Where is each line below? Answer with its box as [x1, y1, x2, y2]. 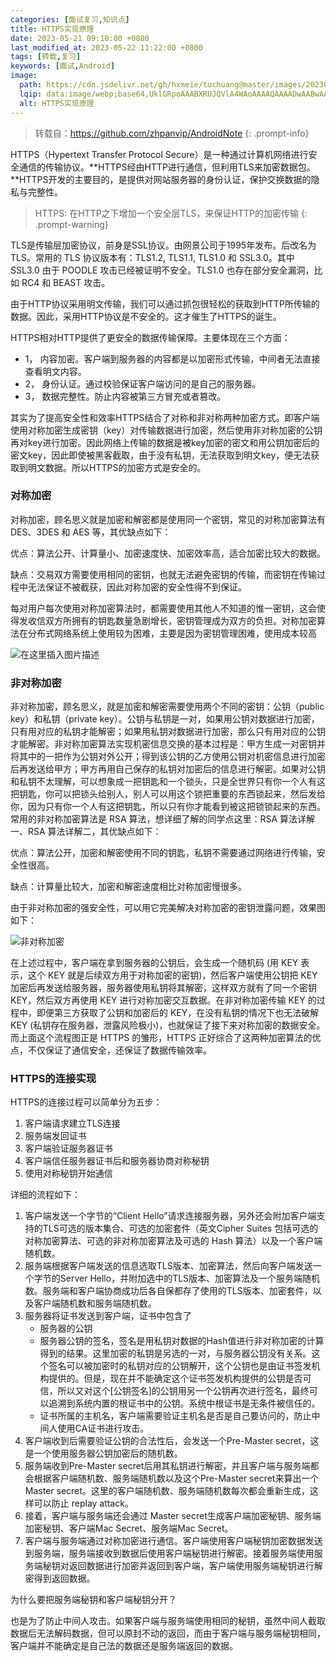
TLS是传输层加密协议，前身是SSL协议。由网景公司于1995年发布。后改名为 [10, 239, 317, 251]
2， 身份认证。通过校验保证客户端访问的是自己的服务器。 [24, 377, 262, 390]
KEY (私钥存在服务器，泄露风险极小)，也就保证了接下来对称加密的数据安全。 [10, 1019, 326, 1031]
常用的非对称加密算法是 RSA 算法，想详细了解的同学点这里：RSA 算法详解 [10, 813, 316, 825]
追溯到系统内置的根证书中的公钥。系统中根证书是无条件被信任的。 [48, 1397, 321, 1410]
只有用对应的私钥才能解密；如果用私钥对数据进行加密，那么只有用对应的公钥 [10, 726, 326, 738]
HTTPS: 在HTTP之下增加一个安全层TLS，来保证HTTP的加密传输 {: [34, 207, 308, 219]
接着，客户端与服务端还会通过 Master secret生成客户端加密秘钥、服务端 [24, 1510, 322, 1522]
